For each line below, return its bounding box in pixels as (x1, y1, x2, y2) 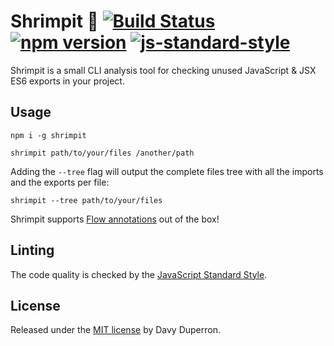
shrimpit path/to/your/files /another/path (10, 148, 195, 158)
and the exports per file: (10, 176, 110, 188)
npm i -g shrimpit (10, 130, 87, 140)
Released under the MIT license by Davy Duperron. (10, 324, 222, 336)
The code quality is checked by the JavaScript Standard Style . (10, 268, 268, 280)
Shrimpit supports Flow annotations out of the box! (10, 213, 220, 225)
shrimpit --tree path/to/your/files (10, 195, 163, 205)
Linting (10, 242, 55, 259)
